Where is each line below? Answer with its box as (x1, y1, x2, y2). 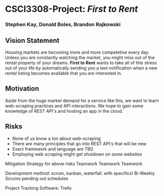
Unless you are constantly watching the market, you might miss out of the (5, 54, 155, 60)
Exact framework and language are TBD (12, 146, 94, 152)
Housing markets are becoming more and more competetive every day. (5, 49, 150, 55)
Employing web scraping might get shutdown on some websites (12, 151, 142, 157)
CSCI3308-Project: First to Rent (5, 3, 138, 15)
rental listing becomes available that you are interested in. (5, 70, 122, 76)
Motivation (5, 85, 39, 93)
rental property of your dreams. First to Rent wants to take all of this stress (5, 60, 157, 65)
